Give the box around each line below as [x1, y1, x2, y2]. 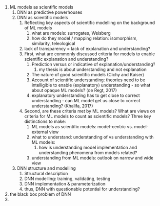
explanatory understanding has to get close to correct [31, 92, 140, 98]
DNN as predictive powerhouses [17, 9, 82, 15]
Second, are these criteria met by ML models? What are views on [24, 108, 156, 114]
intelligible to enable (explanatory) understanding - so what [31, 82, 151, 88]
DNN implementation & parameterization [24, 181, 106, 186]
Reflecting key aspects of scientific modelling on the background [24, 20, 155, 25]
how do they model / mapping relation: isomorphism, [31, 35, 138, 41]
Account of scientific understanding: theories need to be [31, 77, 145, 83]
